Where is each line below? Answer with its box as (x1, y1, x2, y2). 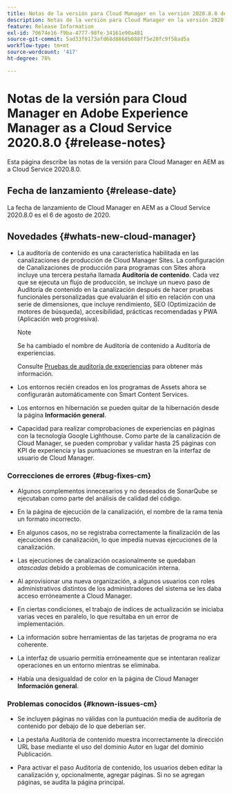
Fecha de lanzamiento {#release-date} (7, 185, 177, 197)
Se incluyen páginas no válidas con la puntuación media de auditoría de (17, 714, 222, 723)
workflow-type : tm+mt (7, 42, 70, 49)
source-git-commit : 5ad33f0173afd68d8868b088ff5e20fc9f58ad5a (7, 36, 190, 43)
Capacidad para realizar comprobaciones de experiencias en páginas (17, 424, 215, 433)
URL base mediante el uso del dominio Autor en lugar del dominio (17, 743, 204, 751)
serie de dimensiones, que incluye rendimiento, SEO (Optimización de (17, 300, 216, 309)
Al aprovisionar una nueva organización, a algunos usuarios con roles (17, 577, 215, 585)
